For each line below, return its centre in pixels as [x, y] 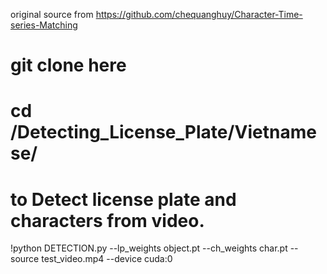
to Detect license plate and [123, 199]
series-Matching [44, 25]
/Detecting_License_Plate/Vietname [163, 132]
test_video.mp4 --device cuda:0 [107, 259]
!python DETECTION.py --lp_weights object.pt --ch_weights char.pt [149, 248]
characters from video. [107, 220]
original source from [52, 14]
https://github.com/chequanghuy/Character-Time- [199, 14]
